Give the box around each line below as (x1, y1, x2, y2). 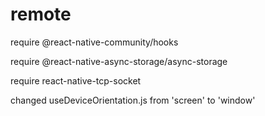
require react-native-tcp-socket (10, 74, 142, 87)
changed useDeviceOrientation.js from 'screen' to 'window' (10, 94, 256, 106)
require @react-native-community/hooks (10, 36, 179, 48)
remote (10, 3, 72, 26)
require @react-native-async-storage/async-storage (10, 55, 228, 67)
